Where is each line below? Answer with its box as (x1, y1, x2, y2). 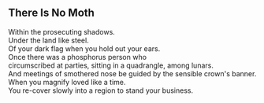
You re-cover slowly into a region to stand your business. (8, 86, 194, 95)
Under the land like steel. (8, 35, 89, 45)
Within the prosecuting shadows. (8, 27, 116, 36)
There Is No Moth (8, 6, 95, 20)
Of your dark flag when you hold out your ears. (8, 43, 161, 53)
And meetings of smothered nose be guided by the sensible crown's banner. (8, 68, 257, 78)
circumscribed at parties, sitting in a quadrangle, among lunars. (8, 61, 214, 70)
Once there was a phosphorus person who (8, 52, 147, 61)
